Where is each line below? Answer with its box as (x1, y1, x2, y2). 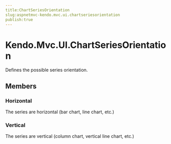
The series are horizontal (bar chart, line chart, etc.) (5, 109, 114, 115)
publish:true (5, 17, 33, 22)
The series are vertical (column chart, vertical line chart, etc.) (5, 133, 135, 139)
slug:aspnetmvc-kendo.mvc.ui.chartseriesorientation (5, 12, 120, 17)
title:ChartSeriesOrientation (5, 7, 70, 13)
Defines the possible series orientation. (5, 67, 88, 73)
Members (5, 81, 37, 90)
